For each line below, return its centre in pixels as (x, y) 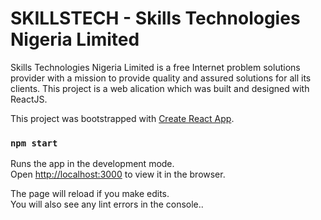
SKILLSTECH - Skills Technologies (155, 18)
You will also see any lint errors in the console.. (107, 204)
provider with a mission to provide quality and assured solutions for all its (161, 78)
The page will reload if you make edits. (90, 194)
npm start (34, 143)
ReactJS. (29, 99)
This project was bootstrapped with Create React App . (122, 118)
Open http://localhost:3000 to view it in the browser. (118, 174)
